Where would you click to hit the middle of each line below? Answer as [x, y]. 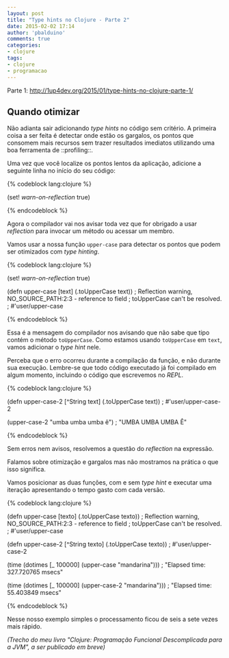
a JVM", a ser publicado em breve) [56, 647]
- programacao [27, 71]
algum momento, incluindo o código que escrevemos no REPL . [95, 375]
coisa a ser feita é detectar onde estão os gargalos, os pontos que [100, 136]
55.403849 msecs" [34, 593]
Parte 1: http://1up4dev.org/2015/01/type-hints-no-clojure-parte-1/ [100, 90]
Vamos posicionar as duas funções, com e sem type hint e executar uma [109, 483]
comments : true [29, 39]
